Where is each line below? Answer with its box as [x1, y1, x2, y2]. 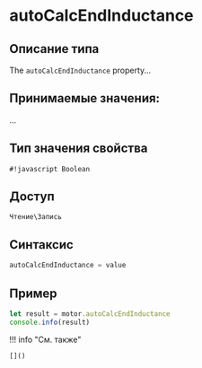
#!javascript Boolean [9, 164, 91, 173]
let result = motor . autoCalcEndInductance [9, 309, 171, 319]
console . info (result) [9, 318, 91, 327]
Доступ [9, 189, 56, 205]
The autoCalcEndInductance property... [9, 65, 152, 75]
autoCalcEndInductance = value [9, 261, 127, 270]
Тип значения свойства [9, 141, 148, 156]
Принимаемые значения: [9, 91, 160, 106]
